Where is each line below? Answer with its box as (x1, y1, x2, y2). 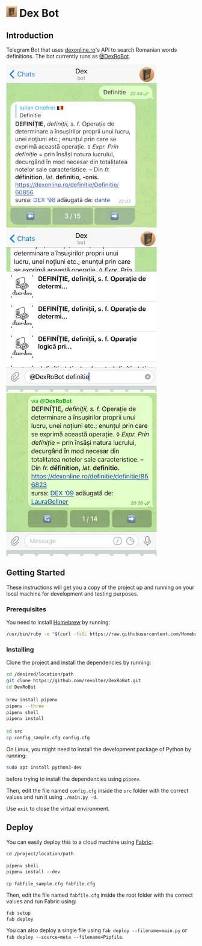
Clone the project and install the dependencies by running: (6, 659, 151, 667)
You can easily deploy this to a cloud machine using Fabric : (6, 838, 153, 846)
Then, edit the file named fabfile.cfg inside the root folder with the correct (6, 891, 194, 899)
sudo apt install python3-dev (6, 764, 82, 771)
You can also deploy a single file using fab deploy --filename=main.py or (6, 926, 188, 934)
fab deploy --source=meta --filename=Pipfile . (6, 933, 124, 940)
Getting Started (6, 568, 66, 578)
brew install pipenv (6, 697, 58, 703)
